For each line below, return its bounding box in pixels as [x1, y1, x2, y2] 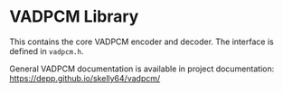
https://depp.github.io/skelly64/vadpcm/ [9, 72, 161, 83]
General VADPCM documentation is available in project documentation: [9, 63, 275, 74]
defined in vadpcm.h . [9, 45, 84, 56]
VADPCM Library [9, 6, 139, 27]
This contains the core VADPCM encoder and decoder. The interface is [9, 36, 274, 47]
